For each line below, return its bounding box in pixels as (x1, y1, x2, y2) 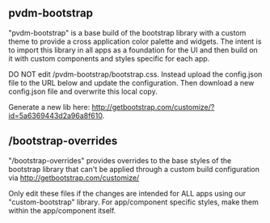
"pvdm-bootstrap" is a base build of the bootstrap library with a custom (8, 27, 247, 37)
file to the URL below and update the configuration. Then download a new (8, 78, 255, 87)
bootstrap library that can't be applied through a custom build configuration (8, 164, 260, 174)
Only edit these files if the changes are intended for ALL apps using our (8, 188, 247, 198)
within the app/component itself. (8, 205, 116, 215)
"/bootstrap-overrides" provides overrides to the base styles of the (8, 155, 232, 165)
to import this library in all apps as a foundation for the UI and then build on (8, 44, 259, 55)
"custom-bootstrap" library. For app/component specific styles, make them (8, 197, 259, 207)
